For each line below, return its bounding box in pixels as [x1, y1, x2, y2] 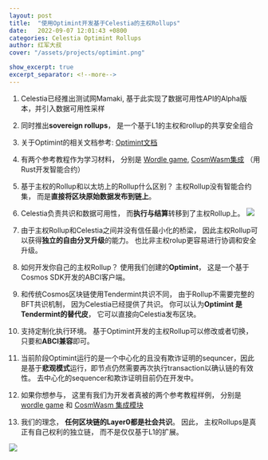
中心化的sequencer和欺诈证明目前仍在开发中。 [43, 373, 198, 383]
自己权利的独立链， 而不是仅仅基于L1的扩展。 [34, 426, 183, 436]
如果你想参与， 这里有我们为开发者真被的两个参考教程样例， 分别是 [20, 390, 242, 399]
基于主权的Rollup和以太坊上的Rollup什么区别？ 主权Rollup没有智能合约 [20, 181, 252, 191]
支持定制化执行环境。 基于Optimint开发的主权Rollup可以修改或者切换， [20, 326, 254, 335]
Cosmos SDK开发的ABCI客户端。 [20, 272, 130, 282]
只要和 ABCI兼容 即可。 [20, 336, 94, 346]
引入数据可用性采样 [41, 103, 105, 113]
